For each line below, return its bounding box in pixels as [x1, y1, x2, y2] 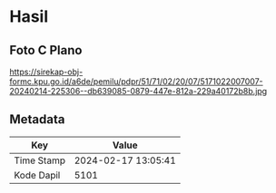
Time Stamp [14, 154, 66, 167]
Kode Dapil [14, 169, 61, 181]
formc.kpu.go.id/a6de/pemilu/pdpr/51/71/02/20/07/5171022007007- [9, 76, 263, 87]
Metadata [9, 111, 65, 128]
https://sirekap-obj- [9, 66, 84, 77]
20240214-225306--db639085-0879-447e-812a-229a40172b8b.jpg [9, 86, 268, 96]
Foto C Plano [9, 43, 83, 58]
